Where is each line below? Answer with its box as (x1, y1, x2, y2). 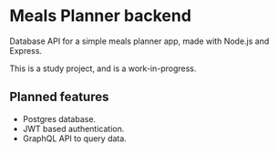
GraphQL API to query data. (22, 133, 128, 144)
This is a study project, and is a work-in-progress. (9, 63, 197, 74)
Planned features (9, 89, 109, 105)
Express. (9, 45, 43, 56)
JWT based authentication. (22, 123, 125, 134)
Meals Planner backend (9, 5, 191, 26)
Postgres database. (22, 113, 97, 124)
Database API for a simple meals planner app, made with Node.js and (9, 36, 270, 46)
